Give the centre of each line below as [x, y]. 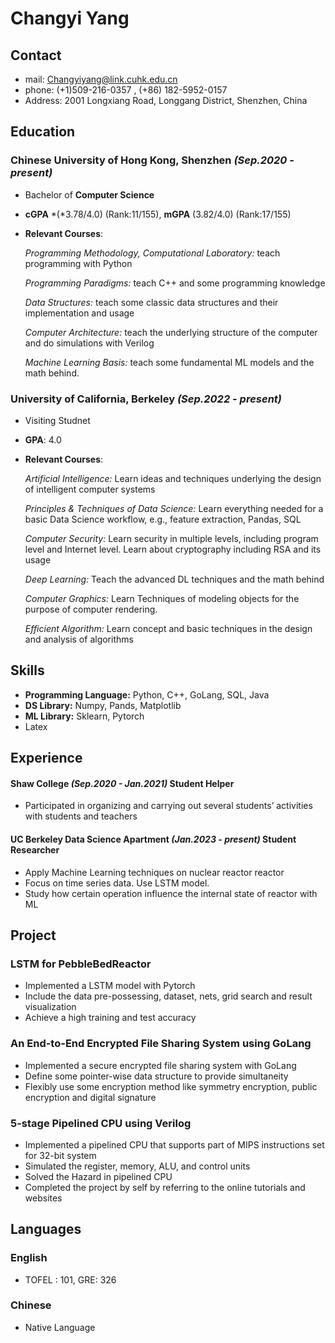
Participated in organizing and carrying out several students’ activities [168, 806]
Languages [46, 1229]
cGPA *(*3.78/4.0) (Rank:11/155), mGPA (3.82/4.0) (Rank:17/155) [158, 214]
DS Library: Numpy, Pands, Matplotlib [103, 705]
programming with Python [78, 263]
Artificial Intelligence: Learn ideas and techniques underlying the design [173, 478]
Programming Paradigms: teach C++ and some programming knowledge [175, 283]
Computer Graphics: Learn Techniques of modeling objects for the [162, 598]
